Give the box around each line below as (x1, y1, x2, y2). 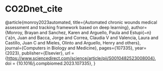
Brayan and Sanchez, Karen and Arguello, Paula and (24, 29, 129, 35)
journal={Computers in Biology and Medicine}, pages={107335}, (5, 45, 134, 51)
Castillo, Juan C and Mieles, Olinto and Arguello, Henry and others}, (5, 40, 141, 45)
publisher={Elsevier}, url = (21, 50, 74, 56)
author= (131, 24, 147, 30)
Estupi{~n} (129, 29, 152, 35)
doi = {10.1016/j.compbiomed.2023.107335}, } (5, 60, 96, 66)
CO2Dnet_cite (5, 3, 63, 14)
